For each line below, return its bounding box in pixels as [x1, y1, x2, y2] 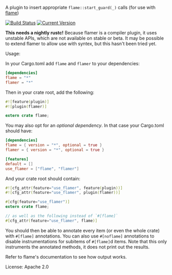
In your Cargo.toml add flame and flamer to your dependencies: [5, 61, 140, 66]
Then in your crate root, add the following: [5, 89, 94, 95]
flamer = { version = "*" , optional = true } [5, 147, 104, 152]
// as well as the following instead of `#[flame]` [5, 213, 118, 219]
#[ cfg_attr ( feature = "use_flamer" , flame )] [5, 218, 98, 223]
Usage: [5, 51, 21, 56]
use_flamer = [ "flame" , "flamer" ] [5, 166, 80, 171]
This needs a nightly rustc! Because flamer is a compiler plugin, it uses [5, 30, 157, 35]
